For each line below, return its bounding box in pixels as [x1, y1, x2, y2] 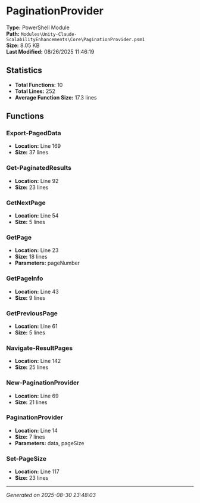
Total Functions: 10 [14, 81, 63, 88]
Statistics [6, 66, 43, 76]
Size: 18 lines [14, 253, 48, 260]
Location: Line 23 [14, 247, 59, 254]
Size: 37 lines [14, 149, 49, 156]
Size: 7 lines [14, 433, 45, 440]
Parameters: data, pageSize [14, 439, 85, 446]
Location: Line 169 [14, 142, 61, 150]
